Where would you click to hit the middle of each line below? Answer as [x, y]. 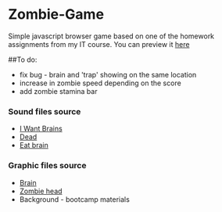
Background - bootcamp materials [75, 199]
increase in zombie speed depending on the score [100, 83]
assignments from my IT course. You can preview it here [99, 44]
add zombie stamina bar [58, 91]
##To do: [23, 59]
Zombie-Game [56, 14]
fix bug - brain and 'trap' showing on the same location [108, 74]
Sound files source [45, 111]
